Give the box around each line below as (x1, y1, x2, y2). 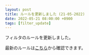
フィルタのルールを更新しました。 (5, 35, 73, 40)
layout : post (5, 7, 32, 12)
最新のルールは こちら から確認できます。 (5, 45, 86, 51)
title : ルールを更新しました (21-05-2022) (5, 12, 85, 17)
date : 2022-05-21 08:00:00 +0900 (5, 16, 73, 21)
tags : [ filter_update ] (5, 20, 51, 26)
